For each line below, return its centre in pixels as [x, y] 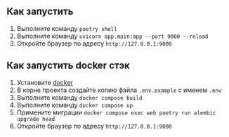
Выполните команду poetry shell [67, 28]
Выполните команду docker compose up [75, 105]
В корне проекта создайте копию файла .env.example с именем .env [119, 90]
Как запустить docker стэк [68, 66]
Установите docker [45, 82]
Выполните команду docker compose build [79, 97]
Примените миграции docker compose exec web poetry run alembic [116, 112]
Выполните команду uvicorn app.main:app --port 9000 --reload [112, 36]
